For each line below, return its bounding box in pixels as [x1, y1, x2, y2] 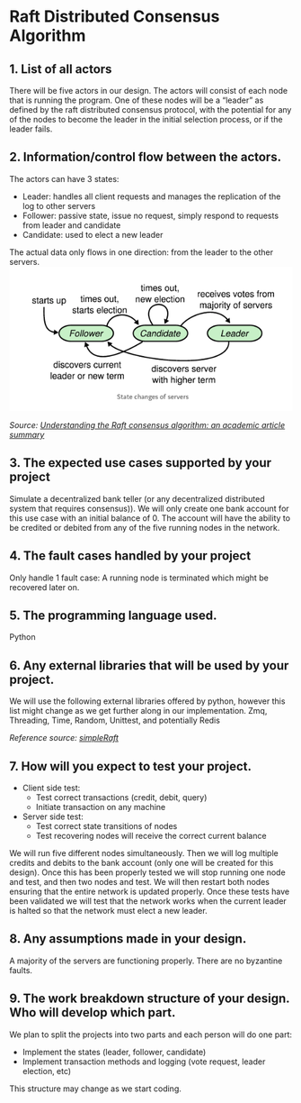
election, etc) [22, 1065, 72, 1076]
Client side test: [22, 782, 81, 794]
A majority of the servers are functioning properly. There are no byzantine [9, 955, 283, 966]
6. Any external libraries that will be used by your [9, 658, 289, 673]
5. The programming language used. [9, 607, 217, 623]
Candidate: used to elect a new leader [22, 229, 164, 240]
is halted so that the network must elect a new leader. [9, 906, 208, 916]
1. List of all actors [9, 61, 112, 77]
